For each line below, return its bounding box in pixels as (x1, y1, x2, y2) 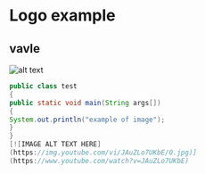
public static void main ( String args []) (9, 98, 162, 107)
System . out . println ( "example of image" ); (9, 115, 166, 124)
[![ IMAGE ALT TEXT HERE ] (9, 140, 102, 149)
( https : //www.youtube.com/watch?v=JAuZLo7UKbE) (9, 156, 190, 165)
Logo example (9, 5, 116, 26)
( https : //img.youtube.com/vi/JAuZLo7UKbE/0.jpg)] (9, 148, 198, 157)
